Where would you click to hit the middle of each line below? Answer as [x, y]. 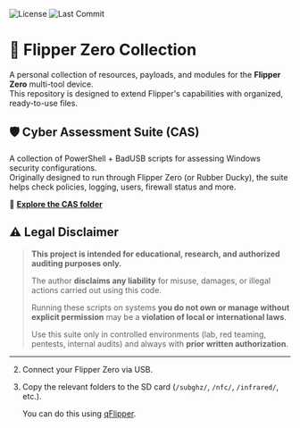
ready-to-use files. [44, 103]
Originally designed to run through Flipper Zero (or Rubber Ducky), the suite [149, 177]
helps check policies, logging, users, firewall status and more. [123, 187]
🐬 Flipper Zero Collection [103, 50]
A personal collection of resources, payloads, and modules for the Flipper [145, 74]
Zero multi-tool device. [51, 84]
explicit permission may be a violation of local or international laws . [159, 316]
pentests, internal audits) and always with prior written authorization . [159, 343]
